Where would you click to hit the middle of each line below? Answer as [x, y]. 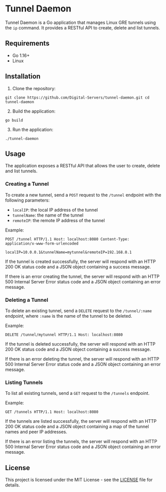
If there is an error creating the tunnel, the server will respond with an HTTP [82, 276]
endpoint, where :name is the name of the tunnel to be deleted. [69, 316]
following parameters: [28, 200]
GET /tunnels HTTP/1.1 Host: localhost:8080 [52, 412]
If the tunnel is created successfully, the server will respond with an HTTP [81, 261]
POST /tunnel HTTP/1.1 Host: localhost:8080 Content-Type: [67, 239]
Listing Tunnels [24, 382]
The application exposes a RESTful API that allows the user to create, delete [83, 166]
